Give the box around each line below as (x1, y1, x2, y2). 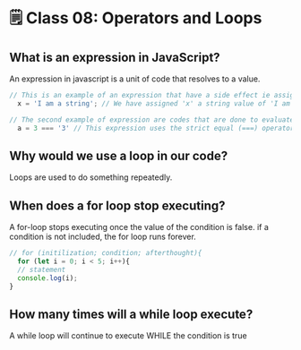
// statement (17, 265, 66, 274)
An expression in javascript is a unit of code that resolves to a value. (9, 73, 261, 84)
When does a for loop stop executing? (9, 198, 226, 213)
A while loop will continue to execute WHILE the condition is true (9, 330, 248, 341)
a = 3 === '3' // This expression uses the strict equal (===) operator (17, 124, 295, 132)
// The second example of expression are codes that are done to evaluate (9, 115, 295, 124)
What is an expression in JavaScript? (9, 49, 221, 64)
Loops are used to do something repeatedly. (9, 172, 173, 183)
